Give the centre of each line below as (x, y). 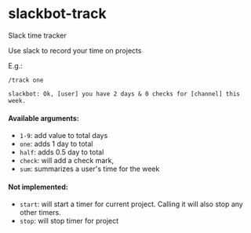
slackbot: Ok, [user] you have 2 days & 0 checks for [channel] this (124, 94)
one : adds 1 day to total (56, 144)
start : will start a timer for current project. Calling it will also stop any (131, 204)
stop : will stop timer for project (69, 221)
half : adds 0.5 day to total (62, 152)
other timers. (40, 213)
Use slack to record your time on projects (75, 50)
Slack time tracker (37, 35)
